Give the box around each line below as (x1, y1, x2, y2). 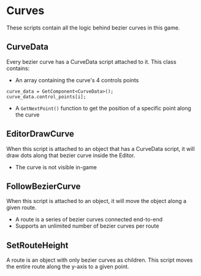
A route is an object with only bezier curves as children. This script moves (6, 256, 193, 264)
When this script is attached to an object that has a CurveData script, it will (6, 145, 195, 152)
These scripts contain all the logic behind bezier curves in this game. (6, 24, 180, 31)
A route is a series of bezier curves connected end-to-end (15, 216, 163, 223)
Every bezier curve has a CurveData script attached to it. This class (6, 58, 176, 65)
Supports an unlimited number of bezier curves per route (15, 222, 159, 230)
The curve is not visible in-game (15, 163, 97, 171)
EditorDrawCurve (6, 129, 75, 139)
